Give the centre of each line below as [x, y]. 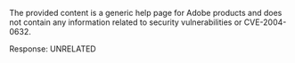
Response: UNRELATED [53, 49]
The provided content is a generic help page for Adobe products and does [146, 13]
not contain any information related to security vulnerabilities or [126, 22]
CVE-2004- [265, 22]
